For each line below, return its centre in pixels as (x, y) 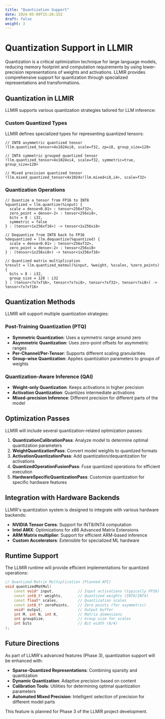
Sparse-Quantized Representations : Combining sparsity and (75, 670)
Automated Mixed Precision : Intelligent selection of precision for (78, 696)
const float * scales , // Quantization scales (70, 600)
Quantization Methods (40, 302)
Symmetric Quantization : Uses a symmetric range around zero (77, 337)
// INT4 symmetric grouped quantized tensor (51, 156)
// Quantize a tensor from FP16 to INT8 (47, 200)
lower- (149, 67)
